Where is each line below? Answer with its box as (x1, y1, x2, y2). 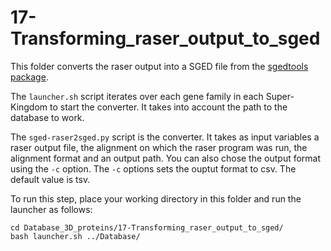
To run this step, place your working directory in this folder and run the (10, 192, 302, 205)
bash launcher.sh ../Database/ (10, 231, 141, 241)
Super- (265, 90, 295, 102)
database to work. (10, 111, 85, 123)
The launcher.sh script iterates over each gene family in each (10, 90, 264, 102)
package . (10, 71, 49, 83)
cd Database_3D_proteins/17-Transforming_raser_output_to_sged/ (10, 222, 284, 233)
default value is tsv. (10, 173, 91, 185)
